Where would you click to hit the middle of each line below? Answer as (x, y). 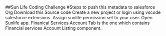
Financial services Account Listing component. (53, 28)
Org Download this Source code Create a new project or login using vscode (83, 12)
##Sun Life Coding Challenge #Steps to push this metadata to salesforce (80, 7)
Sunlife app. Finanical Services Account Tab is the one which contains (77, 23)
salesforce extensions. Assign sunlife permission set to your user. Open (79, 18)
